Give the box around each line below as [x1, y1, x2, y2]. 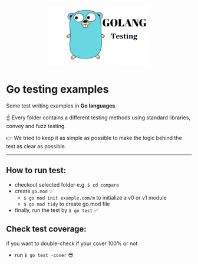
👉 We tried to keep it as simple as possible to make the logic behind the [6, 134, 183, 141]
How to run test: [6, 165, 67, 175]
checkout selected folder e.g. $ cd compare [14, 181, 120, 188]
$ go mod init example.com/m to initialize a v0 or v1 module [23, 194, 167, 201]
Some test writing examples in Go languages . [6, 102, 117, 109]
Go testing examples [6, 83, 109, 96]
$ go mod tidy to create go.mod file [23, 200, 110, 207]
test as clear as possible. [6, 142, 67, 149]
